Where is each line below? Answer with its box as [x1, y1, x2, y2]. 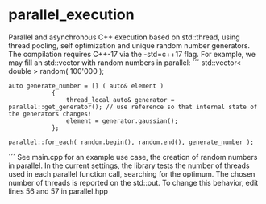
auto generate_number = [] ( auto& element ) [8, 82, 164, 90]
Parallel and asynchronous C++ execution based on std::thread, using [8, 32, 240, 42]
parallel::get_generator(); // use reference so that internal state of [8, 103, 258, 111]
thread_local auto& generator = [65, 96, 175, 104]
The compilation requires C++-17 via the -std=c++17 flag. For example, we [8, 49, 256, 59]
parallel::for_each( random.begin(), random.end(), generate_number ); [8, 138, 254, 146]
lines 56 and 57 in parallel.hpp [8, 186, 109, 196]
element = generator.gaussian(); [65, 116, 179, 125]
